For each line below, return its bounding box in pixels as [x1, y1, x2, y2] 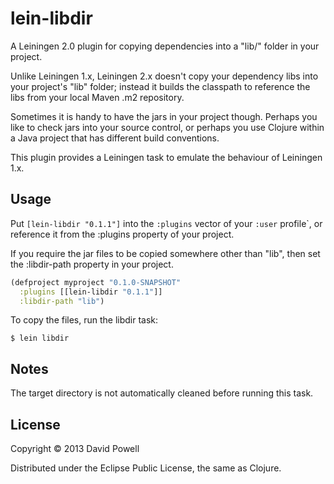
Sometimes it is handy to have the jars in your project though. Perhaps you [10, 110, 318, 122]
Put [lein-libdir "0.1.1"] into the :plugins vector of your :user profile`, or [10, 217, 323, 229]
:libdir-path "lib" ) [19, 296, 105, 306]
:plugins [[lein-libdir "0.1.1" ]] [19, 287, 163, 297]
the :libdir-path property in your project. [10, 258, 174, 270]
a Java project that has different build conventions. [10, 132, 220, 144]
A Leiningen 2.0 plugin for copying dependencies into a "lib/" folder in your [10, 40, 320, 52]
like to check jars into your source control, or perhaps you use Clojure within [10, 121, 325, 133]
